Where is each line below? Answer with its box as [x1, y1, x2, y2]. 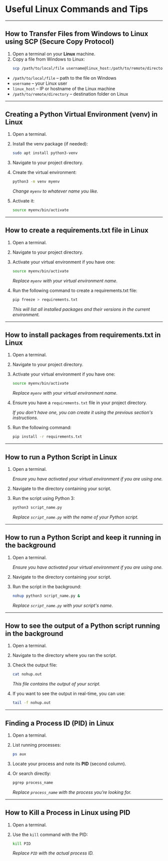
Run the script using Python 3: [12, 495, 75, 501]
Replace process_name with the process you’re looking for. [12, 789, 131, 795]
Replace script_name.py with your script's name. [12, 602, 113, 608]
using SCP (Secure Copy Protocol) [5, 38, 114, 46]
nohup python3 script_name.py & [12, 593, 80, 598]
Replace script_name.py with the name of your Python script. [12, 514, 139, 520]
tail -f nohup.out [12, 701, 51, 706]
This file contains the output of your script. [12, 681, 101, 687]
